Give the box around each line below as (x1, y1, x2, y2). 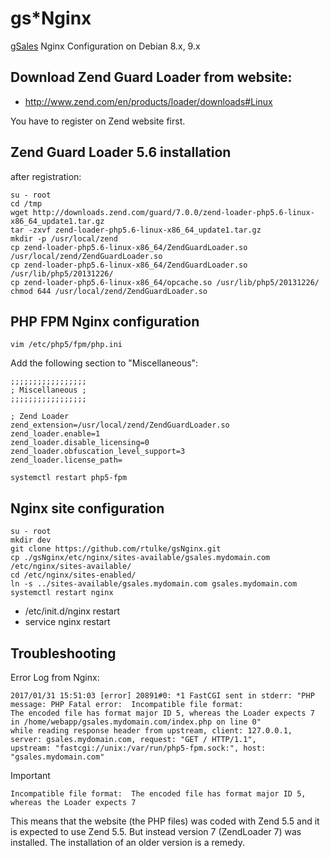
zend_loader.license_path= (10, 455, 123, 466)
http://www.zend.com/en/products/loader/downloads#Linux (24, 95, 273, 107)
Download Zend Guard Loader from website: (10, 69, 293, 86)
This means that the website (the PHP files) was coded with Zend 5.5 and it (10, 815, 320, 827)
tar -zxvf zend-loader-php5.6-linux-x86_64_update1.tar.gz (10, 225, 262, 235)
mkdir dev (10, 535, 52, 546)
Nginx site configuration (10, 500, 165, 517)
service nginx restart (24, 616, 111, 628)
